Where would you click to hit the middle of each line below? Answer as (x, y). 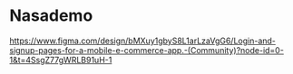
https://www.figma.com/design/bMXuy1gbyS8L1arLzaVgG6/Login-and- (143, 41)
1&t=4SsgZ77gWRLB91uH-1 (61, 60)
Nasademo (51, 16)
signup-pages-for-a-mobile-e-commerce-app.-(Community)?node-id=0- (146, 50)
